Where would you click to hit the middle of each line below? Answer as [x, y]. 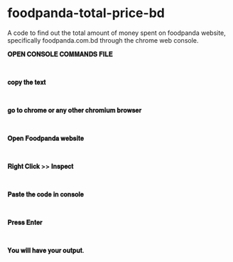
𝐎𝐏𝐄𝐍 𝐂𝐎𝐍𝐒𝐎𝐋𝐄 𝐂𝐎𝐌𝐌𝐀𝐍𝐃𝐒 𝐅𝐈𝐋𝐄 [60, 54]
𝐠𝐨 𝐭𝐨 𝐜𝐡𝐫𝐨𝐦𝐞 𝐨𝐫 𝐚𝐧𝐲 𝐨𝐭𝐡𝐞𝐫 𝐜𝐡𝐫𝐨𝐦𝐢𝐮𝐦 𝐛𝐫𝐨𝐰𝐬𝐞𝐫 [75, 110]
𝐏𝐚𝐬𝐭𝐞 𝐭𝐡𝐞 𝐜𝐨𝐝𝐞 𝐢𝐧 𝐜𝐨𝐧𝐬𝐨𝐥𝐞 [45, 194]
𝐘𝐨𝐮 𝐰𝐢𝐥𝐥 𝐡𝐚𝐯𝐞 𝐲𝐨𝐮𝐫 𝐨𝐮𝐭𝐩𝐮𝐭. [46, 250]
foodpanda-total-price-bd [86, 13]
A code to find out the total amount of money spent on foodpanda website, [116, 33]
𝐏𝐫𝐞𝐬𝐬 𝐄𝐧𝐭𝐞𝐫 [25, 222]
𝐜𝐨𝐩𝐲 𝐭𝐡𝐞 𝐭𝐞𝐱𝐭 [27, 82]
